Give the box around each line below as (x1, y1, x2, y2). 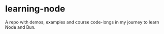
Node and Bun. (5, 24, 35, 30)
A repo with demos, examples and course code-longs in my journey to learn (5, 19, 159, 25)
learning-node (5, 3, 66, 14)
